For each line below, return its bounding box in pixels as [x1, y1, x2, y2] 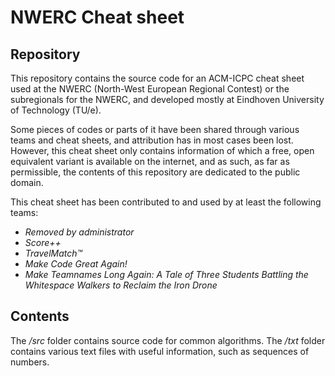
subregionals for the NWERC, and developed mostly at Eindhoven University [10, 94, 325, 105]
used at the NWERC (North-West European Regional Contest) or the [10, 83, 290, 95]
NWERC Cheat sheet [10, 6, 185, 29]
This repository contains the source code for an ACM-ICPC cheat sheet [10, 72, 305, 84]
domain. [10, 177, 44, 188]
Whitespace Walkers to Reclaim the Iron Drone [24, 279, 218, 291]
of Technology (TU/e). [10, 104, 102, 116]
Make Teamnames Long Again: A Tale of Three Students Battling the [24, 269, 309, 280]
